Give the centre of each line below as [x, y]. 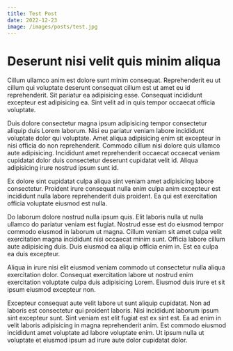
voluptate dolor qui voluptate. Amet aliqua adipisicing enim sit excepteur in [114, 138]
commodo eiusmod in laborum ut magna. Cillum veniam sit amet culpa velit [115, 232]
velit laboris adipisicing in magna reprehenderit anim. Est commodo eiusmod [117, 325]
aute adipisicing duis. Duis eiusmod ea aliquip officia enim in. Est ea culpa [113, 247]
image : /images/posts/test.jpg [53, 26]
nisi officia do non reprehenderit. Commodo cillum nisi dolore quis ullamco [114, 146]
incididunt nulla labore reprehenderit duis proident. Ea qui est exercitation [112, 196]
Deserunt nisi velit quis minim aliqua [114, 61]
